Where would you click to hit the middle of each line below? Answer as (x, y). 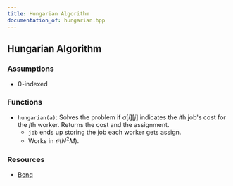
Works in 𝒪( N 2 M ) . (53, 140)
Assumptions (31, 69)
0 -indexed (32, 84)
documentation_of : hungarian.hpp (56, 20)
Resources (26, 160)
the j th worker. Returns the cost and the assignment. (93, 125)
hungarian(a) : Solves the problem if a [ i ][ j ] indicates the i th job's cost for (122, 117)
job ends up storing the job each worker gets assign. (105, 132)
